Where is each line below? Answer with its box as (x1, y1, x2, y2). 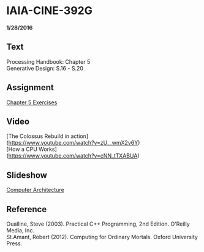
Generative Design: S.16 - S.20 (6, 64, 84, 72)
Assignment (6, 82, 54, 93)
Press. (6, 240, 23, 247)
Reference (6, 204, 47, 215)
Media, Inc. (6, 227, 35, 234)
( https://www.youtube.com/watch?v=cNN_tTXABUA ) (6, 152, 140, 159)
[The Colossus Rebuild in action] (6, 132, 89, 140)
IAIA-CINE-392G (6, 4, 93, 18)
